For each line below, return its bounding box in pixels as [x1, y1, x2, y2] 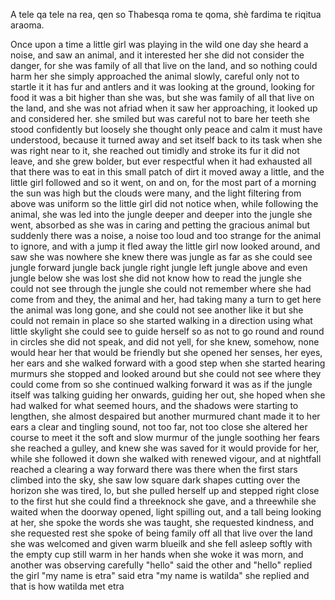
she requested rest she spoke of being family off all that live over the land [10, 527, 313, 539]
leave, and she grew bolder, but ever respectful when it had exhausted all [10, 155, 313, 167]
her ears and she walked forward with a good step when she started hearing [10, 357, 326, 369]
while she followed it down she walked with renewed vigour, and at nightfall [10, 453, 322, 464]
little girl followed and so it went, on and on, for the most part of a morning [10, 177, 317, 188]
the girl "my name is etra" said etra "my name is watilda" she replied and [10, 570, 310, 581]
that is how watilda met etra [10, 580, 125, 592]
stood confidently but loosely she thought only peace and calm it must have [10, 124, 323, 135]
